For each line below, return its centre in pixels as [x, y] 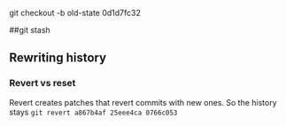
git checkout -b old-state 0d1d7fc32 [75, 13]
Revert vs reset [43, 83]
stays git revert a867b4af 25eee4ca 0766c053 [93, 112]
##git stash [30, 30]
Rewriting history [58, 58]
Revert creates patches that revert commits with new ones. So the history [143, 102]
